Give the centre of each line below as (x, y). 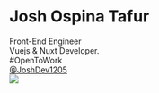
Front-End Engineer (46, 41)
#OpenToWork (36, 60)
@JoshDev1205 (38, 70)
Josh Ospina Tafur (79, 17)
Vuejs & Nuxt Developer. (54, 50)
